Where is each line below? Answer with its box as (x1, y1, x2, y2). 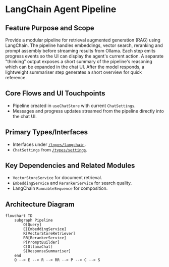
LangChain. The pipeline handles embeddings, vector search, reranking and (5, 42, 163, 48)
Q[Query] (23, 222, 42, 228)
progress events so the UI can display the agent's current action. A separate (5, 53, 164, 59)
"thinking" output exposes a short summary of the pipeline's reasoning (5, 59, 152, 64)
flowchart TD (5, 213, 33, 219)
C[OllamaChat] (23, 244, 53, 249)
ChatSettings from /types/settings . (12, 146, 87, 152)
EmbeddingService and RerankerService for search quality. (12, 180, 132, 186)
